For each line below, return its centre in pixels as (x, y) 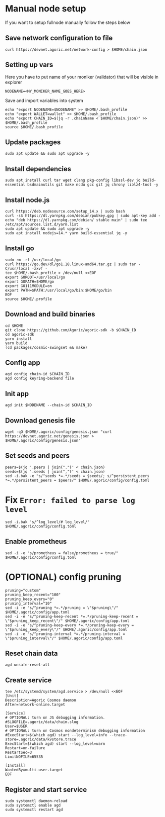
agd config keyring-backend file (40, 379)
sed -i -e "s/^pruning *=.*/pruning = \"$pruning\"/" (62, 608)
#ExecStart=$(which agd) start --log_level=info (56, 735)
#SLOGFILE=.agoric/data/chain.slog (42, 722)
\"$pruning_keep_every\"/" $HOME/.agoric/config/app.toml (66, 629)
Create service (28, 680)
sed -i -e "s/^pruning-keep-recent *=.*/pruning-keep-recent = (72, 616)
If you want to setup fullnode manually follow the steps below (68, 22)
